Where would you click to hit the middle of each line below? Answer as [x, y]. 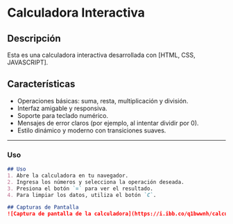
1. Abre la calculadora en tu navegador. [68, 175]
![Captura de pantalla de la [49, 214]
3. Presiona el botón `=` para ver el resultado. [80, 189]
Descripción [34, 38]
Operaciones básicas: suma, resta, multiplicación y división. [103, 101]
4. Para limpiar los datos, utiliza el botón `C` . [82, 195]
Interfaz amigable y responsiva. [62, 108]
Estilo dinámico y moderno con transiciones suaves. [92, 130]
